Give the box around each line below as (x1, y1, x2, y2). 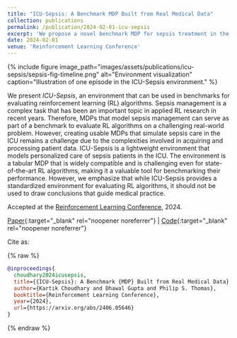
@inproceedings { (7, 265, 55, 272)
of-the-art (7, 167, 37, 175)
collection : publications (7, 17, 83, 24)
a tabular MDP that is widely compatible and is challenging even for (7, 159, 204, 167)
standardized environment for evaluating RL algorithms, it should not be (7, 182, 216, 190)
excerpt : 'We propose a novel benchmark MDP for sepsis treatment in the (7, 30, 230, 37)
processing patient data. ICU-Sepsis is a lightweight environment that (7, 144, 210, 152)
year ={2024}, (13, 298, 52, 305)
